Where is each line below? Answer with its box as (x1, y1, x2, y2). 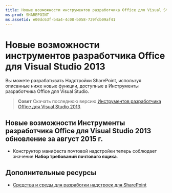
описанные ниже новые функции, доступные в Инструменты (5, 83, 139, 89)
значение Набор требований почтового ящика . (12, 154, 118, 160)
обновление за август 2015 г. (5, 134, 103, 143)
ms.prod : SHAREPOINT (5, 12, 50, 17)
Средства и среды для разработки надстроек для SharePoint (12, 182, 147, 188)
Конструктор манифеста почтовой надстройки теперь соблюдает (12, 148, 157, 154)
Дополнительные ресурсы (5, 168, 96, 177)
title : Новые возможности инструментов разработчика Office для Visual (5, 7, 161, 13)
